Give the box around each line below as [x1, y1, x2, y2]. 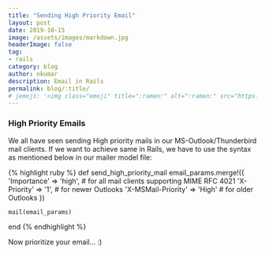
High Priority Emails [8, 118, 86, 129]
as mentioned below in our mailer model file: [8, 153, 152, 162]
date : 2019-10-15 [8, 26, 65, 34]
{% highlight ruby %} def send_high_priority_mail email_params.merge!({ [8, 167, 244, 177]
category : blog [8, 63, 58, 71]
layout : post [8, 19, 51, 27]
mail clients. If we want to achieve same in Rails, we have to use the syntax [8, 144, 252, 153]
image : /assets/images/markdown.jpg [8, 33, 129, 42]
